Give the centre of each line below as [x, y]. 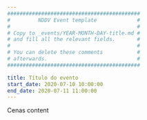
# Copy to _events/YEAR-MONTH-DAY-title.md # [73, 33]
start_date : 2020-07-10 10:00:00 [55, 84]
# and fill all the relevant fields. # [73, 40]
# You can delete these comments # [73, 53]
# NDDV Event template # [73, 20]
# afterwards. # [73, 59]
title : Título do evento [43, 78]
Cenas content [28, 110]
